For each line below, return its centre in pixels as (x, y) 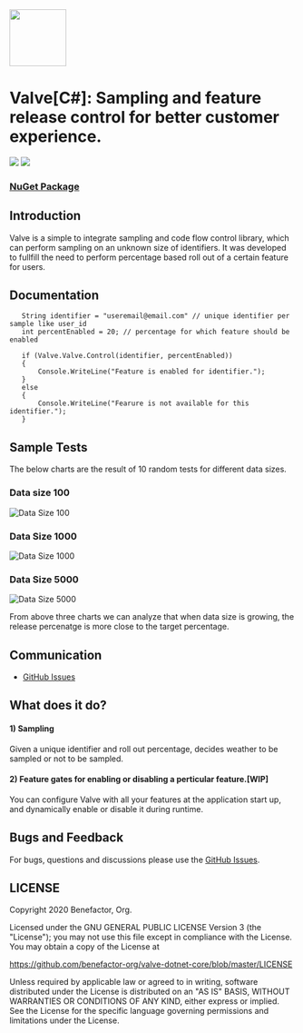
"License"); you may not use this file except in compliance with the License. (151, 937)
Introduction (45, 216)
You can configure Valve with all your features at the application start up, (145, 800)
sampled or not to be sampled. (67, 759)
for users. (27, 266)
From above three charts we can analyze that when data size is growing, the (152, 617)
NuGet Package (44, 186)
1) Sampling (32, 728)
